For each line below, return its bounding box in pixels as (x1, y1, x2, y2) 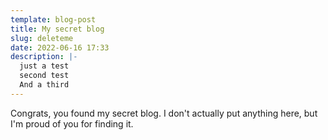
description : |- (10, 52, 78, 62)
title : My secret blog (10, 24, 105, 34)
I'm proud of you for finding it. (10, 117, 134, 130)
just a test (19, 61, 70, 71)
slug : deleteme (10, 33, 74, 43)
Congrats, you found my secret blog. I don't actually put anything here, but (10, 107, 318, 119)
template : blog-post (10, 14, 97, 25)
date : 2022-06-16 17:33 (10, 42, 110, 53)
